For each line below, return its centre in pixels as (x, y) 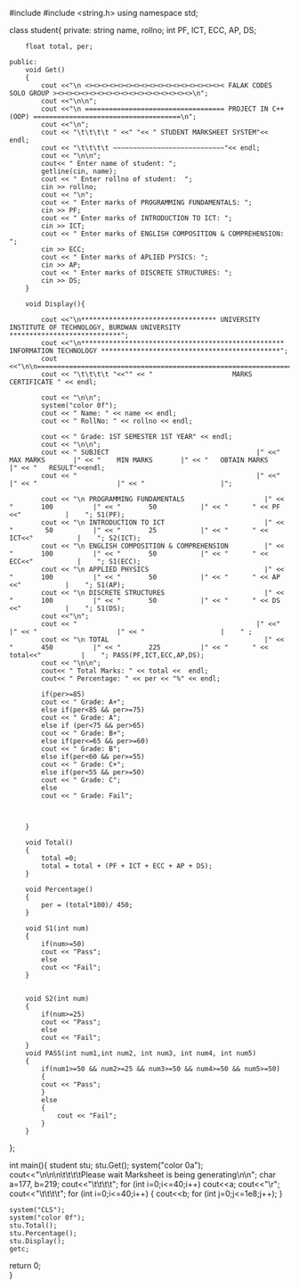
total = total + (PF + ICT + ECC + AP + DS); (127, 866)
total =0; (59, 858)
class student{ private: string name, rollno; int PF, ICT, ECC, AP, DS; (133, 30)
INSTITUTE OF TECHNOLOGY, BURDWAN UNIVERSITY (95, 327)
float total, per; (59, 46)
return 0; (25, 1265)
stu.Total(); (33, 1226)
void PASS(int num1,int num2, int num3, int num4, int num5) (141, 1053)
